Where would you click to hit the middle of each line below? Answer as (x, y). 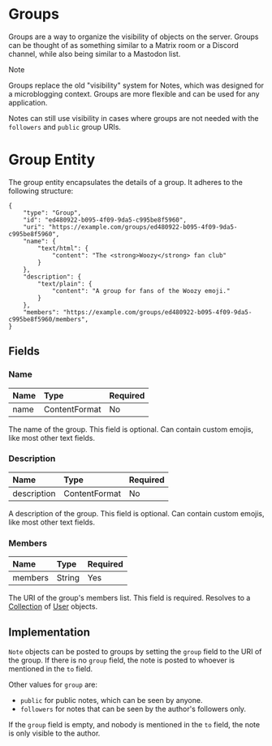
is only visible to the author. (54, 733)
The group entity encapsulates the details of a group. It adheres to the (126, 182)
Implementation (50, 632)
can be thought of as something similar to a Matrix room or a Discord (123, 45)
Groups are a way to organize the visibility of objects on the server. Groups (134, 37)
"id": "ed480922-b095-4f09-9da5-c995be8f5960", (105, 220)
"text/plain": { (65, 284)
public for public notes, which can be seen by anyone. (111, 700)
